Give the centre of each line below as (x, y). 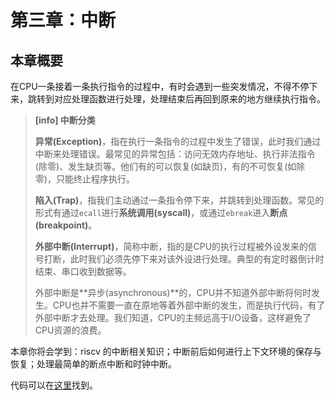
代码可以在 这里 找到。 (54, 385)
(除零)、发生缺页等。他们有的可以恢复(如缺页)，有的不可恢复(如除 (170, 166)
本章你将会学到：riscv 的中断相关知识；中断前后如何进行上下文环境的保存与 (166, 351)
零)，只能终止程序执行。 (84, 179)
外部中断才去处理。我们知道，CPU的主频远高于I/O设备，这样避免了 (173, 317)
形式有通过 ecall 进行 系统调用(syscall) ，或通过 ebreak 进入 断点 (161, 212)
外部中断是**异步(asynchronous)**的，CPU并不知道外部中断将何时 (173, 292)
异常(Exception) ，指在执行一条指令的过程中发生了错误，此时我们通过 (178, 141)
